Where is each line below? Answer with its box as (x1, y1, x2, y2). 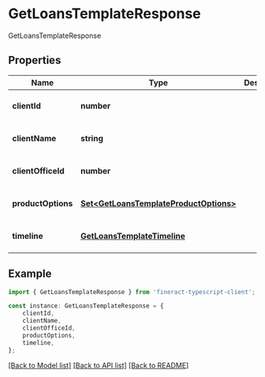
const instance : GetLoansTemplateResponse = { (8, 302, 164, 310)
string (80, 133, 104, 144)
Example (8, 267, 52, 281)
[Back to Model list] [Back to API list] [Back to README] (8, 360, 189, 370)
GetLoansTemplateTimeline (80, 230, 185, 241)
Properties (8, 54, 62, 67)
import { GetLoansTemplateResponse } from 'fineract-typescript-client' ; (8, 288, 256, 296)
